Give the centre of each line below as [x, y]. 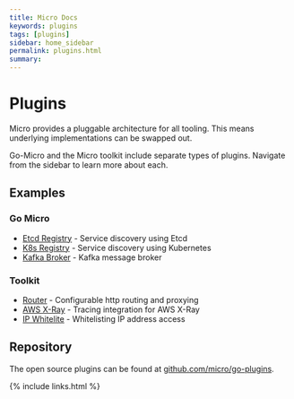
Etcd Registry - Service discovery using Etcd [105, 238]
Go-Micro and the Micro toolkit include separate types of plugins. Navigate [147, 155]
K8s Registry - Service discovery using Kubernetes [117, 247]
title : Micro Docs [43, 17]
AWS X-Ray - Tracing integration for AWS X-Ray [111, 309]
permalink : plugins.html [56, 51]
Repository [41, 347]
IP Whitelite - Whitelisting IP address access [104, 318]
